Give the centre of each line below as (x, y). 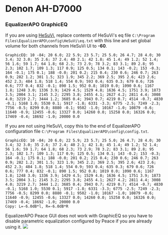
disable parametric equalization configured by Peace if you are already (79, 221)
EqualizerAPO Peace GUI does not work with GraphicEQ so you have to (79, 216)
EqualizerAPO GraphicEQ (36, 25)
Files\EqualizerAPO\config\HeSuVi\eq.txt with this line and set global (78, 41)
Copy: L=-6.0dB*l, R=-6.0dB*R (37, 206)
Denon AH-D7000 (44, 9)
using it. (13, 227)
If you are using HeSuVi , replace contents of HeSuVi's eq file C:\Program (80, 35)
